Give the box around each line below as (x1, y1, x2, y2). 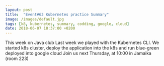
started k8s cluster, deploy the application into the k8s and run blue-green (5, 45, 159, 51)
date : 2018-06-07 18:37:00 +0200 (5, 26, 75, 31)
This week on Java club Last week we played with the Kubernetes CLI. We (5, 39, 159, 45)
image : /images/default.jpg (5, 16, 64, 21)
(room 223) (5, 55, 29, 61)
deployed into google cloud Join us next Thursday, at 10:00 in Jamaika (5, 50, 152, 56)
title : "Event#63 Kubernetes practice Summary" (5, 12, 109, 17)
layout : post (5, 7, 33, 12)
